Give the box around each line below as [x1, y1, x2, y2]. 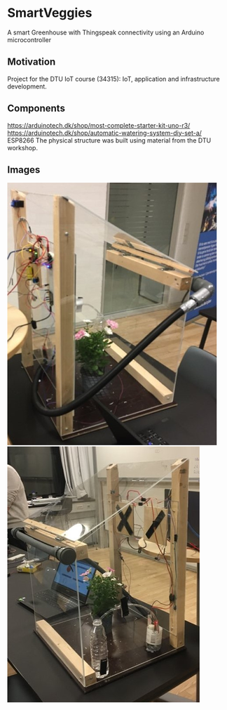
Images [7, 164, 41, 176]
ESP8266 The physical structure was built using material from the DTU [7, 136, 212, 145]
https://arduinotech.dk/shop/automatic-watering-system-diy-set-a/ [7, 129, 202, 137]
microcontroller [7, 35, 51, 44]
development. [7, 82, 47, 91]
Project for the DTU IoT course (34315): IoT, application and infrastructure [7, 74, 220, 83]
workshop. [7, 143, 39, 152]
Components [7, 103, 65, 114]
